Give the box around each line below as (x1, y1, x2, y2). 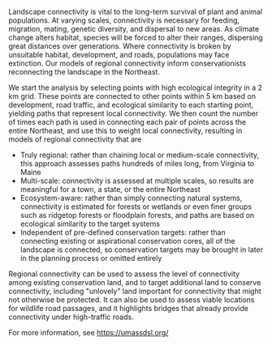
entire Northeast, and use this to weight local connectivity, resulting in (8, 126, 243, 135)
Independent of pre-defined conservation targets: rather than (19, 228, 226, 237)
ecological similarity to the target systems (19, 219, 161, 228)
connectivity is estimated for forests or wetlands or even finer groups (19, 202, 253, 211)
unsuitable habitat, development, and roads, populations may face (8, 50, 230, 59)
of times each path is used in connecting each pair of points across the (8, 117, 246, 126)
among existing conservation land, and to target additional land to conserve (8, 278, 261, 287)
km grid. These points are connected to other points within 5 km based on (8, 92, 256, 100)
